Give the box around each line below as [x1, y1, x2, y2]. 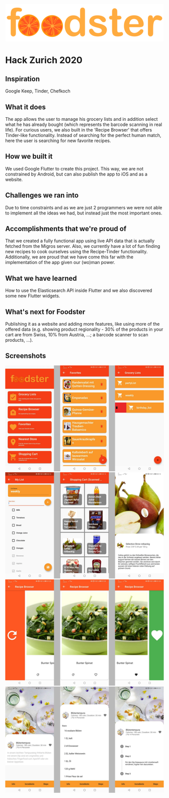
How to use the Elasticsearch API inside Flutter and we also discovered [5, 287, 152, 294]
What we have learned [5, 274, 77, 283]
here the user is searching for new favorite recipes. [5, 138, 111, 144]
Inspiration [5, 74, 40, 83]
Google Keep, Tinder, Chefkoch [5, 88, 70, 94]
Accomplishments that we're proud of [5, 224, 127, 233]
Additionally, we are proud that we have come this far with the [5, 254, 134, 260]
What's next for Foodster [5, 307, 86, 316]
